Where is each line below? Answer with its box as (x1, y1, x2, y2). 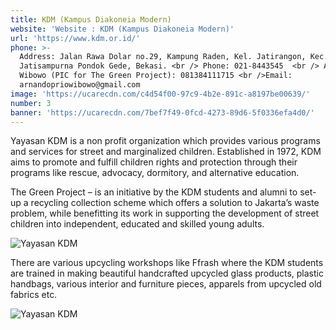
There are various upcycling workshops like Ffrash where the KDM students (10, 257, 324, 269)
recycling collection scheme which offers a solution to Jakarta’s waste (30, 197, 320, 209)
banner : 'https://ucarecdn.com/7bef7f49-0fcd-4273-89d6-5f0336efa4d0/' (10, 107, 315, 118)
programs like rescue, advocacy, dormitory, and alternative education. (10, 167, 300, 179)
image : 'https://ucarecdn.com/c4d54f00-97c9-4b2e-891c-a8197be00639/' (10, 89, 311, 99)
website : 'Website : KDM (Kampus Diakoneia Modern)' (10, 24, 235, 34)
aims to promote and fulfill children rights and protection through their (10, 156, 298, 168)
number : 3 (10, 98, 52, 108)
